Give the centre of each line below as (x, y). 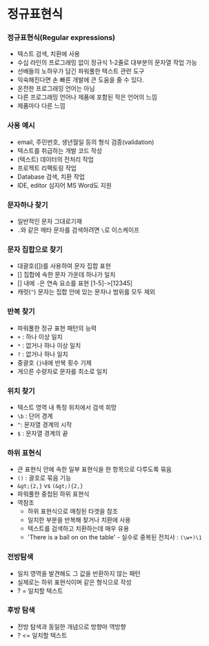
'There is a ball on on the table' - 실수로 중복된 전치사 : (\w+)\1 (115, 537)
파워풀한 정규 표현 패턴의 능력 (57, 328)
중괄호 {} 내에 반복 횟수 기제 (54, 362)
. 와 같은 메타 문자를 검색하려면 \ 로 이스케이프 (78, 230)
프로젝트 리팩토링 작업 (47, 168)
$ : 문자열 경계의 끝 (42, 433)
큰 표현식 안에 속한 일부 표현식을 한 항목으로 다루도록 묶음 (94, 469)
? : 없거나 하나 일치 (42, 354)
